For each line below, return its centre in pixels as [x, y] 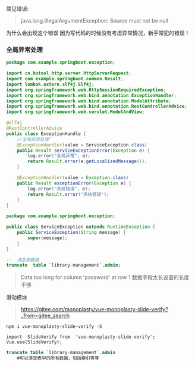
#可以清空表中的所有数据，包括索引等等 [58, 358]
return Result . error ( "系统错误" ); [68, 194]
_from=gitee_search [45, 316]
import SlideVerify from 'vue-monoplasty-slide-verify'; [81, 337]
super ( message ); [48, 238]
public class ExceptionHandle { [46, 134]
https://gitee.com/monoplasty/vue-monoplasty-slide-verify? [94, 309]
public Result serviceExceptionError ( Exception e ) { [84, 151]
